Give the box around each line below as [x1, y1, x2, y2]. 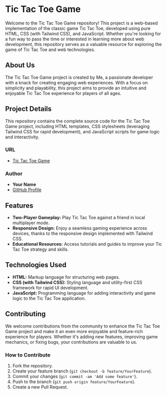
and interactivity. [5, 134, 40, 140]
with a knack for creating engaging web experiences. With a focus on [5, 79, 148, 85]
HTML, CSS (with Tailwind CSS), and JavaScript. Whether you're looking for [5, 30, 161, 36]
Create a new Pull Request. [12, 384, 68, 390]
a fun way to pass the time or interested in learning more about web [5, 36, 145, 42]
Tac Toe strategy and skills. [12, 246, 69, 252]
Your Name [12, 181, 36, 188]
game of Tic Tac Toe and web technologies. [5, 46, 96, 52]
